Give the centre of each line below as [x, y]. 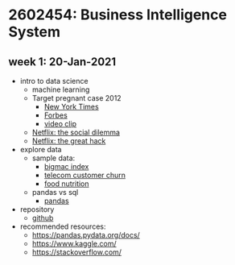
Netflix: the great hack [69, 141]
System [35, 32]
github [43, 218]
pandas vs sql [55, 192]
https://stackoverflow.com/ [77, 252]
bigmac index [66, 166]
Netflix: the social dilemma [76, 132]
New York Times [71, 107]
